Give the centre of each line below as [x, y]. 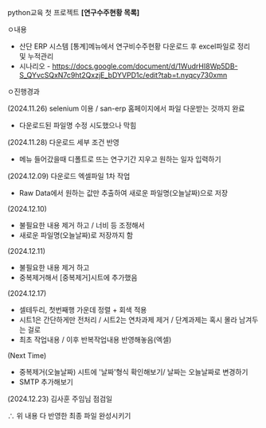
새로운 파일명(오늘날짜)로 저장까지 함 [76, 235]
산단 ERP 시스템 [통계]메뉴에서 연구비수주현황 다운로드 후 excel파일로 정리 [135, 46]
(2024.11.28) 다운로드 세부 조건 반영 [64, 142]
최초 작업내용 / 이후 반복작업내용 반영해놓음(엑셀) [95, 340]
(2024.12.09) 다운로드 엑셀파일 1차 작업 [69, 176]
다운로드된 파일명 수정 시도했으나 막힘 [78, 125]
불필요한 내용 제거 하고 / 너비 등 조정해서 [82, 225]
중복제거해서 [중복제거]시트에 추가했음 [78, 277]
